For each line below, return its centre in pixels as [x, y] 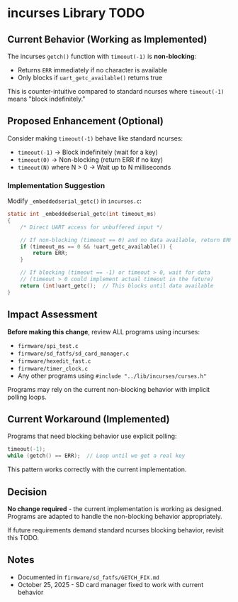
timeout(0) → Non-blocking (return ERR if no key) [90, 159]
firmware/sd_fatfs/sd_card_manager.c [73, 354]
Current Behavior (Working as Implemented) [107, 39]
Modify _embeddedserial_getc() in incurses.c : [74, 201]
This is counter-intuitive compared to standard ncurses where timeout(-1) [116, 91]
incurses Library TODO [76, 13]
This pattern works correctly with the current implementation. [97, 469]
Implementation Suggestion [56, 185]
